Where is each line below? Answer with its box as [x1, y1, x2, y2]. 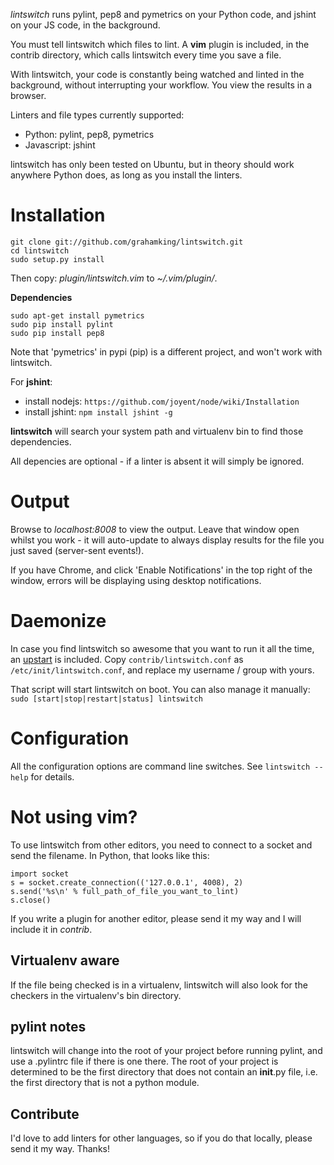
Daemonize [10, 610, 107, 633]
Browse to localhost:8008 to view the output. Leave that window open [10, 523, 300, 535]
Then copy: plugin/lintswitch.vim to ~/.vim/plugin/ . [10, 272, 218, 284]
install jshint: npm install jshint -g [24, 405, 173, 418]
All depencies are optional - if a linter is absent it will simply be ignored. [10, 455, 305, 467]
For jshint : [10, 375, 53, 388]
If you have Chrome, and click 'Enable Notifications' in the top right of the [10, 564, 313, 576]
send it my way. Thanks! [10, 1143, 110, 1155]
